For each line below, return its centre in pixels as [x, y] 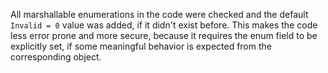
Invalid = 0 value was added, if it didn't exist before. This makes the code [164, 25]
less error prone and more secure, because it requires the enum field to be [164, 35]
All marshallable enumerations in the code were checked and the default [159, 14]
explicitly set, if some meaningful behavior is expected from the [141, 46]
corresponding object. [56, 57]
